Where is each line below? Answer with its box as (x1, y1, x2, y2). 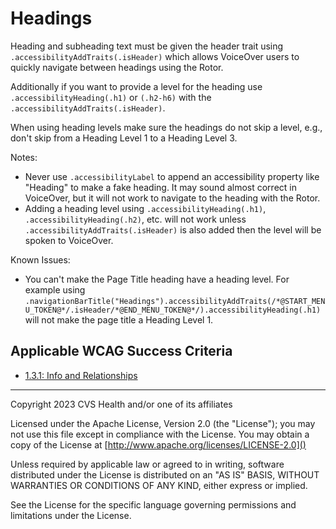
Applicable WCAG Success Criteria (10, 343, 233, 360)
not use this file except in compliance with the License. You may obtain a (10, 428, 310, 440)
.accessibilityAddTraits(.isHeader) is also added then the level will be (24, 223, 322, 236)
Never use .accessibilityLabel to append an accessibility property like (24, 170, 320, 182)
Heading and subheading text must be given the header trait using (10, 40, 284, 52)
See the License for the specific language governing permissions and (10, 498, 297, 511)
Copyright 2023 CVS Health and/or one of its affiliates (10, 398, 233, 410)
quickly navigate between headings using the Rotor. (10, 61, 224, 73)
